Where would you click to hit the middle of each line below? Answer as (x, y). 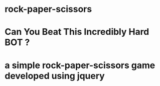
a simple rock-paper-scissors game (80, 65)
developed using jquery (55, 76)
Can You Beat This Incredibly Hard (77, 32)
